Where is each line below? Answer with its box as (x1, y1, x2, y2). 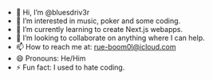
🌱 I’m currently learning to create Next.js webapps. (15, 25, 183, 34)
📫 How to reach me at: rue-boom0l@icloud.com (15, 42, 176, 51)
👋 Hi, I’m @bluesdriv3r (15, 8, 90, 17)
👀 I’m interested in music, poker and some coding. (15, 16, 181, 26)
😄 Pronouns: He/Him (15, 54, 86, 63)
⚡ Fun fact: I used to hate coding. (15, 62, 125, 72)
